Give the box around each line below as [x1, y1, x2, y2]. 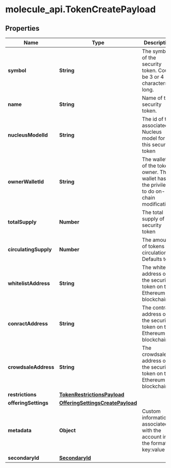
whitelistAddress [8, 280, 50, 287]
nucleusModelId [8, 131, 48, 139]
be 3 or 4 [141, 73, 164, 80]
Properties [5, 24, 40, 33]
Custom [141, 408, 161, 415]
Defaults [141, 256, 162, 262]
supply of [141, 215, 164, 222]
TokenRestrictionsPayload [59, 391, 125, 398]
